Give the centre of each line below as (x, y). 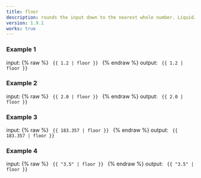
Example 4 (22, 151)
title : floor (22, 12)
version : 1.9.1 (25, 23)
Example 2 (22, 83)
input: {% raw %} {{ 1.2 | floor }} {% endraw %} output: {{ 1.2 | (95, 62)
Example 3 (22, 117)
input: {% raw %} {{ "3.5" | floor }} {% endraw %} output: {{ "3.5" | (100, 164)
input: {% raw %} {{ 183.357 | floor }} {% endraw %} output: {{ (92, 130)
